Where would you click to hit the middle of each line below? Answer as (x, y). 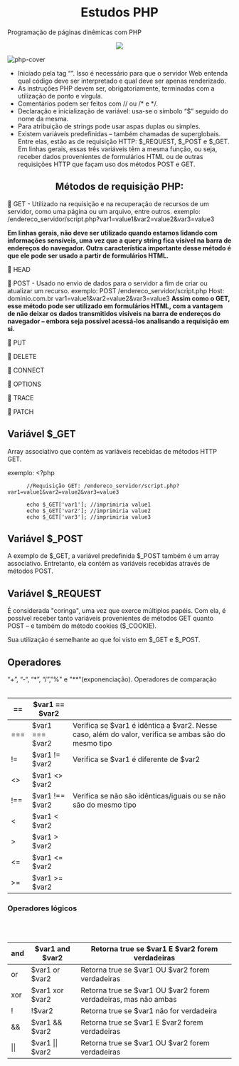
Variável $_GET (42, 434)
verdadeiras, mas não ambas (129, 1000)
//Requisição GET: (53, 486)
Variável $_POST (46, 538)
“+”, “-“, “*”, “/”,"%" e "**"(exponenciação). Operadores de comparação (112, 679)
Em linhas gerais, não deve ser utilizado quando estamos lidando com (113, 233)
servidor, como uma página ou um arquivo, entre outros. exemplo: (104, 211)
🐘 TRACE (21, 397)
